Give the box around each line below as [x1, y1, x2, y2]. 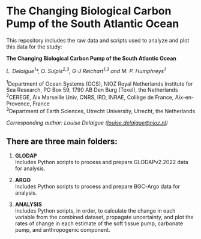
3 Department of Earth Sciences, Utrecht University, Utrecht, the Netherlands [6, 106, 196, 114]
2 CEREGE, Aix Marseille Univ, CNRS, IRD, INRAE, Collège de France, [6, 93, 174, 101]
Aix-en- [175, 93, 194, 101]
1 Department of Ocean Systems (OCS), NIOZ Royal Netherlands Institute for [6, 79, 193, 87]
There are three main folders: [6, 136, 118, 146]
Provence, [6, 100, 32, 107]
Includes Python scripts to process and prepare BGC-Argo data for [14, 183, 181, 190]
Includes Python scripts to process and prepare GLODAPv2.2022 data [14, 159, 189, 166]
